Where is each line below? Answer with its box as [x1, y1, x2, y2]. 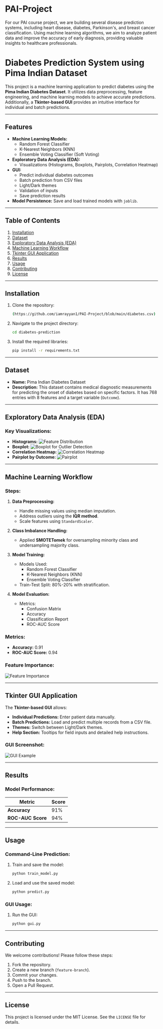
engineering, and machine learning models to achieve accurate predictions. [5, 94, 156, 100]
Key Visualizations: [5, 428, 52, 435]
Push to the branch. [12, 977, 52, 983]
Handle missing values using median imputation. [19, 508, 116, 514]
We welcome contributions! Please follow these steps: [5, 952, 113, 958]
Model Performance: [5, 786, 55, 793]
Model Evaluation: [12, 591, 50, 597]
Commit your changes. [12, 972, 58, 978]
